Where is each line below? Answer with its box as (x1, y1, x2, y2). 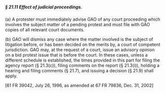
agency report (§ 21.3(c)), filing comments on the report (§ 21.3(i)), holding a (5, 62, 160, 68)
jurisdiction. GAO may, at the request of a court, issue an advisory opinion (5, 47, 155, 53)
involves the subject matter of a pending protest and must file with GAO (5, 21, 150, 27)
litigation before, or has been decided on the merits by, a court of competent (5, 41, 161, 47)
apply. (5, 73, 18, 79)
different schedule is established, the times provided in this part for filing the (5, 57, 160, 63)
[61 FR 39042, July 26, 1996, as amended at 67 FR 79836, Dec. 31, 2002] (5, 82, 154, 88)
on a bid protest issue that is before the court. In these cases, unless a (5, 52, 148, 58)
